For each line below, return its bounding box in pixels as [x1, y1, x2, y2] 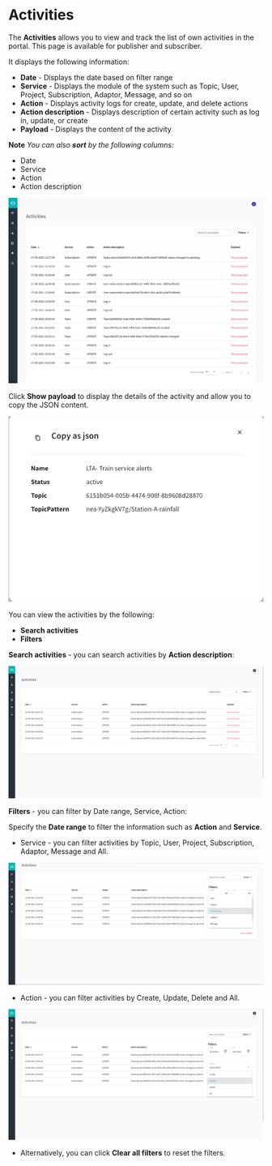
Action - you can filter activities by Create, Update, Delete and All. [19, 993, 240, 1003]
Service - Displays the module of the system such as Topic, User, [19, 81, 240, 91]
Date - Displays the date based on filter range [19, 72, 173, 82]
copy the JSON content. [8, 400, 89, 409]
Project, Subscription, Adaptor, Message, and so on [19, 89, 193, 99]
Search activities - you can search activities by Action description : [8, 650, 235, 660]
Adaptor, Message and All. [19, 846, 108, 856]
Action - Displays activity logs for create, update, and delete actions [19, 98, 249, 108]
